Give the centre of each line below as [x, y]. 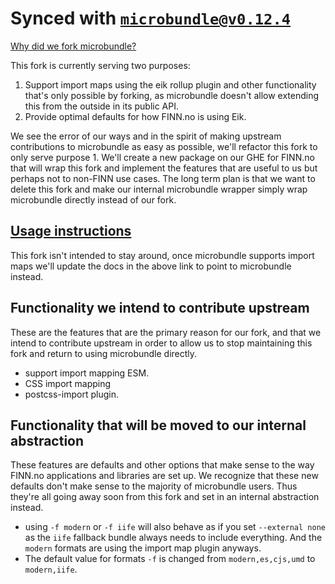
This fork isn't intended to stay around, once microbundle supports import [162, 255]
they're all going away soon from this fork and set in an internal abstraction [165, 497]
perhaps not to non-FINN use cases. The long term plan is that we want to [163, 178]
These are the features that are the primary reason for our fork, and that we [166, 332]
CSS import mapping [68, 383]
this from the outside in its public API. [102, 106]
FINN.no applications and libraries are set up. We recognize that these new [164, 476]
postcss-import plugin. [71, 394]
